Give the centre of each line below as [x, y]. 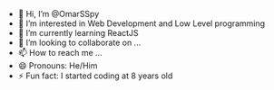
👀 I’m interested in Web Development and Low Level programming [142, 23]
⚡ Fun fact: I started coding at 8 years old [95, 76]
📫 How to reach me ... [60, 53]
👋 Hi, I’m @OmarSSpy [59, 14]
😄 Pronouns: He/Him [58, 66]
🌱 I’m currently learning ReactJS [78, 33]
